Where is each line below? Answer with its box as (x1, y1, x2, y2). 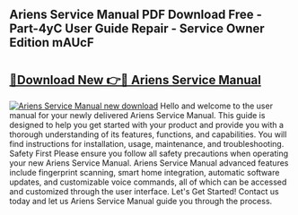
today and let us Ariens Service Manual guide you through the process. (9, 196, 273, 206)
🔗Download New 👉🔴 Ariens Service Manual (9, 72, 262, 88)
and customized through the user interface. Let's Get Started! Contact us (9, 186, 280, 196)
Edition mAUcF (9, 35, 94, 50)
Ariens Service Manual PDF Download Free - (9, 7, 263, 22)
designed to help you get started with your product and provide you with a (9, 120, 285, 130)
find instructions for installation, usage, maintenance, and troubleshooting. (9, 139, 285, 149)
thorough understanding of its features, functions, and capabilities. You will (9, 129, 287, 140)
